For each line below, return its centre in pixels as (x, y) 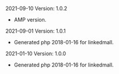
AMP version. (30, 20)
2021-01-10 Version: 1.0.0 (36, 54)
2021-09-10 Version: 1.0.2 (36, 8)
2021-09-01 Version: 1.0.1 (36, 31)
